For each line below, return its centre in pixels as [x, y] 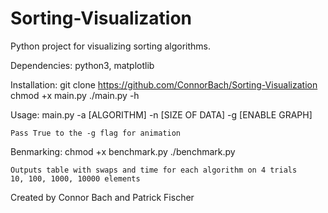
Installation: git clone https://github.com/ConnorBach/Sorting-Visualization [164, 84]
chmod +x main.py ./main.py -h [75, 95]
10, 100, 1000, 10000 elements [75, 178]
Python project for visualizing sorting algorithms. [111, 46]
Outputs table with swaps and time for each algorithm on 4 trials [154, 170]
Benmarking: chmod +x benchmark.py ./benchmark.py [123, 151]
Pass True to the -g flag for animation [96, 133]
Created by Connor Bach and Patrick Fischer [102, 197]
